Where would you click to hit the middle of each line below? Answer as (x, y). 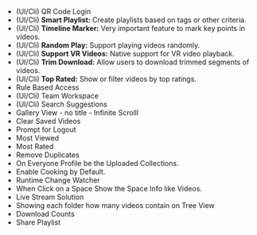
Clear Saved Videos (48, 121)
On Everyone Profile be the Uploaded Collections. (97, 163)
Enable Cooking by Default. (60, 171)
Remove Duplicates (47, 155)
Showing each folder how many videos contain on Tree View (115, 205)
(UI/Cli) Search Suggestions (61, 104)
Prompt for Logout (46, 129)
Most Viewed (37, 138)
